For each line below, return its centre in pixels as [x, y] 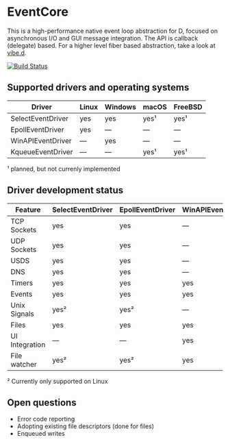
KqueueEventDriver [42, 151]
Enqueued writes [41, 434]
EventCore [38, 12]
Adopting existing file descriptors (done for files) [86, 426]
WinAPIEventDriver [41, 140]
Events [22, 294]
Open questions [42, 403]
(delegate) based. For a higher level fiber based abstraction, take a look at [111, 45]
